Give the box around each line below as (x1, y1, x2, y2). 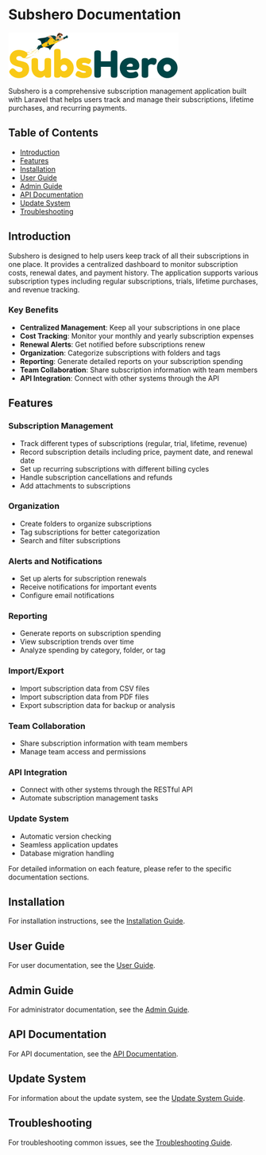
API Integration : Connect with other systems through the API (19, 373, 220, 383)
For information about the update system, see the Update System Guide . (8, 1093, 245, 1102)
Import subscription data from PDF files (19, 691, 149, 702)
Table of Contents (8, 126, 99, 140)
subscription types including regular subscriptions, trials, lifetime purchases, (8, 276, 259, 286)
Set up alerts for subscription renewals (19, 574, 147, 583)
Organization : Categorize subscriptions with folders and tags (19, 348, 221, 358)
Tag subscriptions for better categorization (19, 527, 160, 537)
